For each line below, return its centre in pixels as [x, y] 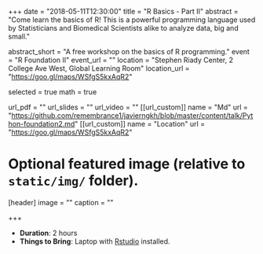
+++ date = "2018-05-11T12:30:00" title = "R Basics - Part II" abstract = [123, 11]
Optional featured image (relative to [127, 164]
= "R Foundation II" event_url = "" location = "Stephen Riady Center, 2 [121, 60]
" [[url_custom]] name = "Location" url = [140, 124]
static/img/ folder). [73, 181]
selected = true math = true [53, 92]
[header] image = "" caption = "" [61, 202]
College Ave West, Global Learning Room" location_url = [99, 68]
